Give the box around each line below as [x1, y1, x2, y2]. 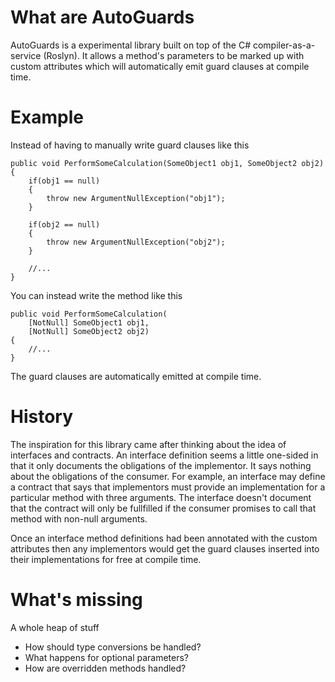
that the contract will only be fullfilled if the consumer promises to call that [10, 502, 317, 514]
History [10, 406, 74, 428]
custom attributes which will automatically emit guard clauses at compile [10, 60, 310, 72]
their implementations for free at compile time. [10, 553, 202, 565]
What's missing [10, 589, 143, 611]
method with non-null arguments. [10, 512, 148, 525]
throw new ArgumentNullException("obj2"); [46, 237, 226, 247]
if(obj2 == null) [28, 219, 101, 230]
